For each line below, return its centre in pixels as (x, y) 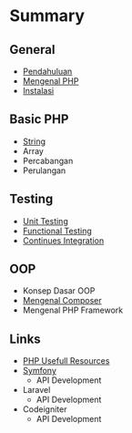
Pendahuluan (47, 71)
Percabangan (48, 160)
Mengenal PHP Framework (73, 310)
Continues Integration (63, 240)
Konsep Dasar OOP (59, 291)
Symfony (40, 371)
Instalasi (38, 91)
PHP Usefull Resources (66, 361)
